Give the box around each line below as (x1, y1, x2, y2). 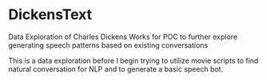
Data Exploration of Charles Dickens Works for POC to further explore (8, 32, 238, 41)
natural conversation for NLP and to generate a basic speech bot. (8, 64, 224, 73)
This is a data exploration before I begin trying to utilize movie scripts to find (8, 56, 259, 65)
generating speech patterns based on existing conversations (8, 40, 208, 49)
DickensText (8, 6, 93, 24)
